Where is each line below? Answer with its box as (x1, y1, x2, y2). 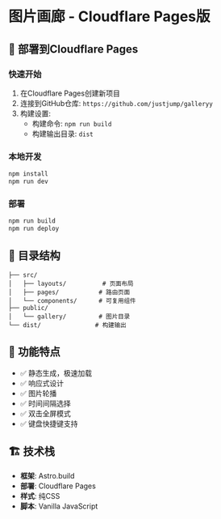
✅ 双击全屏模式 (19, 408, 71, 418)
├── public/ (8, 304, 48, 312)
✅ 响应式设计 (19, 378, 65, 388)
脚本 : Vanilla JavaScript (19, 501, 98, 511)
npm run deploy (8, 224, 60, 233)
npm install (8, 170, 48, 178)
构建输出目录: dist (31, 129, 94, 138)
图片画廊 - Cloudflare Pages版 (8, 7, 211, 26)
